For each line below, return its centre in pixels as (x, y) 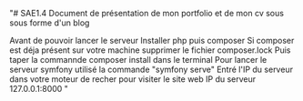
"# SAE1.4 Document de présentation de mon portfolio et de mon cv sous (147, 13)
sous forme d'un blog (50, 23)
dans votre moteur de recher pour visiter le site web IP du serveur (133, 79)
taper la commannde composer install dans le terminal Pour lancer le (138, 60)
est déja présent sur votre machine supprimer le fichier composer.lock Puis (150, 50)
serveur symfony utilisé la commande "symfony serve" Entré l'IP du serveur (151, 69)
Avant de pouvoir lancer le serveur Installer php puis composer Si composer (152, 40)
